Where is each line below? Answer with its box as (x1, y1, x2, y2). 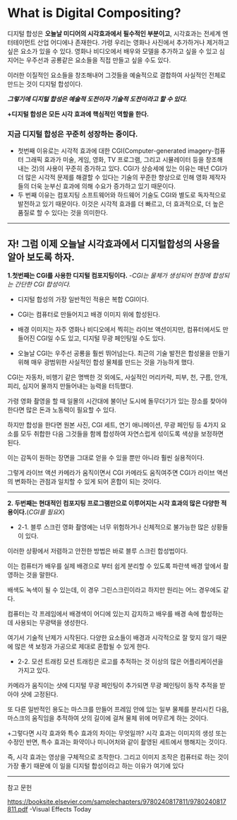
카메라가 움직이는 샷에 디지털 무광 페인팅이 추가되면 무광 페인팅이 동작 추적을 (7, 681, 219, 690)
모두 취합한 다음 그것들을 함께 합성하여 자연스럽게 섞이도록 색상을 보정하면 (20, 429, 224, 438)
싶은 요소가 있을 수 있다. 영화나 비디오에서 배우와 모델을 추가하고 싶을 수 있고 (7, 47, 218, 55)
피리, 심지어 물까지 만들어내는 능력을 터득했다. (7, 382, 134, 391)
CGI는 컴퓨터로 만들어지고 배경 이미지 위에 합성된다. (17, 310, 161, 319)
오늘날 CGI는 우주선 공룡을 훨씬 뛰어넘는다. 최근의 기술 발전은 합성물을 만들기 (17, 349, 230, 358)
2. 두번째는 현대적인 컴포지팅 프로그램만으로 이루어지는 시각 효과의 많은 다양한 (7, 499, 220, 507)
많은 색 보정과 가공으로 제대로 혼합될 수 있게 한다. (14, 642, 150, 651)
